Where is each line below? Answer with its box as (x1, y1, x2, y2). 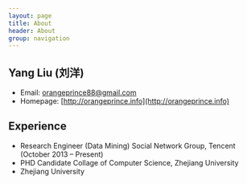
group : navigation (8, 34, 70, 43)
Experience (8, 120, 67, 133)
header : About (8, 27, 56, 35)
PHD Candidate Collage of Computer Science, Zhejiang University (19, 157, 239, 167)
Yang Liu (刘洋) (8, 66, 84, 80)
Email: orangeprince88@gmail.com (19, 88, 137, 97)
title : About (8, 19, 52, 27)
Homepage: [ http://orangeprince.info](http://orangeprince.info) (19, 96, 230, 106)
